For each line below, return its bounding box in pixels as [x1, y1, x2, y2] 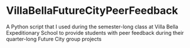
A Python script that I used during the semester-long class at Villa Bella [6, 23, 178, 30]
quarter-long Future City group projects [6, 35, 102, 42]
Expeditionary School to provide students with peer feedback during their [6, 29, 184, 36]
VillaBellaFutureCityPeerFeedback [6, 4, 178, 17]
